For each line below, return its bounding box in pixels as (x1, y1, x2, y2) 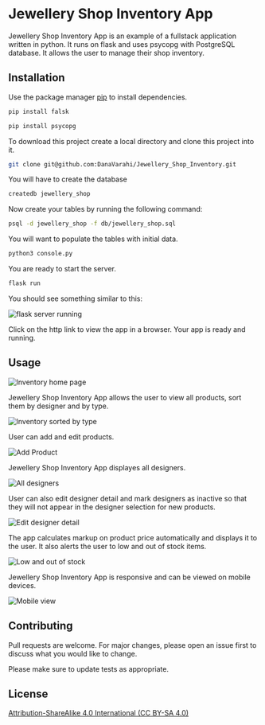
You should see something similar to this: (8, 294, 143, 303)
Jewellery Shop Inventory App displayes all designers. (8, 462, 186, 472)
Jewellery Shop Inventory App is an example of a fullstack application (8, 31, 237, 41)
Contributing (8, 619, 73, 633)
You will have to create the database (8, 174, 127, 184)
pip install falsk (8, 107, 69, 115)
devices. (8, 580, 37, 590)
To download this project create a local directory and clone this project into (8, 136, 255, 146)
